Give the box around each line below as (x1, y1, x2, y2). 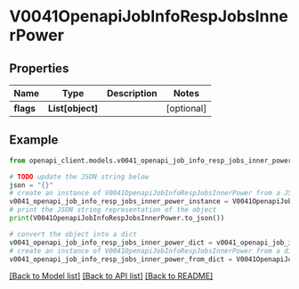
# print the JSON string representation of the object (9, 205, 217, 215)
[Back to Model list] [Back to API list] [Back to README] (9, 270, 214, 282)
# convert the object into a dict (9, 229, 138, 238)
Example (9, 132, 59, 148)
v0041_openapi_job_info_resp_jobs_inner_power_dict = (9, 238, 214, 247)
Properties (9, 61, 69, 76)
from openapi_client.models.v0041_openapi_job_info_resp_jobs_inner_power (9, 156, 293, 165)
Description (106, 87, 158, 99)
